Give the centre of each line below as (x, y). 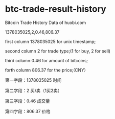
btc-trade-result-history (56, 9)
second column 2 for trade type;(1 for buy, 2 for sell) (58, 51)
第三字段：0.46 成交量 (28, 101)
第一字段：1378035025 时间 (34, 80)
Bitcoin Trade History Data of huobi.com (46, 23)
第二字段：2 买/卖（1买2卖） (34, 90)
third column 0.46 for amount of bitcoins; (46, 60)
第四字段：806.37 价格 (28, 111)
